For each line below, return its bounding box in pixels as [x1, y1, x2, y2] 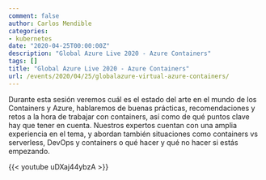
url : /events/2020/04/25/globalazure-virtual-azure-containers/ [8, 72, 230, 80]
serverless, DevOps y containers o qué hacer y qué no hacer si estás [8, 137, 239, 147]
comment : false [8, 11, 60, 20]
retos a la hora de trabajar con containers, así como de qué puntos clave [8, 111, 251, 122]
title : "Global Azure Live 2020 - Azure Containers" [8, 65, 190, 73]
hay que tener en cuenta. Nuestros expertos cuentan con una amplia [8, 120, 237, 130]
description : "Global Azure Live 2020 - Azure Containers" [8, 49, 212, 58]
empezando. [8, 146, 50, 156]
